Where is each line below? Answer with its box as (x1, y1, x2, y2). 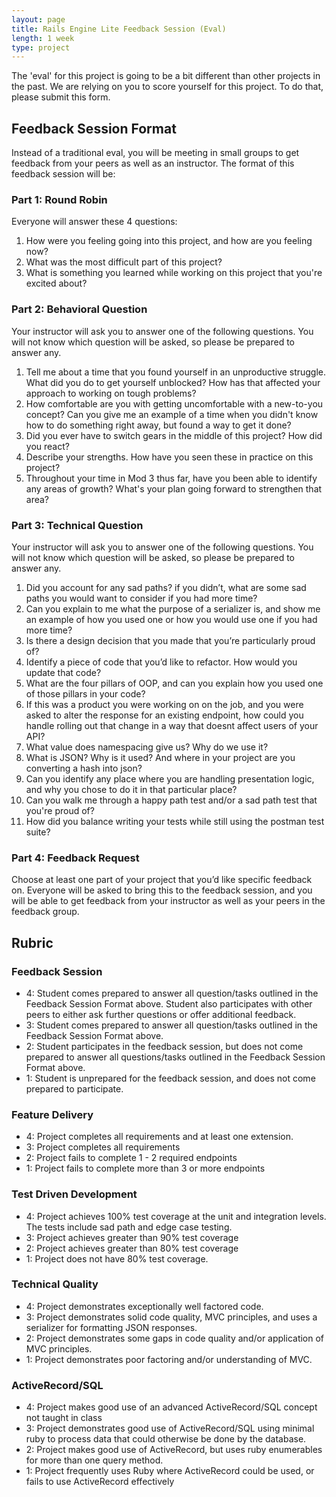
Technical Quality (11, 1277, 99, 1291)
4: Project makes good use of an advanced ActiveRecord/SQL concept (25, 1401, 318, 1413)
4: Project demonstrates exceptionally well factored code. (25, 1300, 264, 1312)
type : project (11, 42, 71, 53)
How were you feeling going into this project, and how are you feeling (25, 235, 313, 247)
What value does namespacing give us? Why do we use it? (25, 741, 269, 753)
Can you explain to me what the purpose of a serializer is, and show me (25, 602, 321, 615)
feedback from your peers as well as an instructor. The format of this (11, 157, 295, 170)
